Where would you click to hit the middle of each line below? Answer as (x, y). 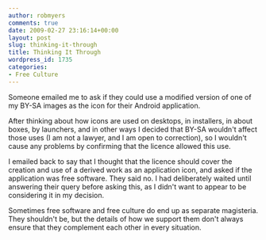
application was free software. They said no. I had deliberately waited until (130, 178)
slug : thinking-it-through (53, 45)
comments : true (33, 23)
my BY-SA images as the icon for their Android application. (104, 105)
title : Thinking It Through (55, 52)
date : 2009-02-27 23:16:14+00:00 (64, 30)
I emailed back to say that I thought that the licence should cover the (120, 161)
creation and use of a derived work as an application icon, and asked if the (130, 170)
